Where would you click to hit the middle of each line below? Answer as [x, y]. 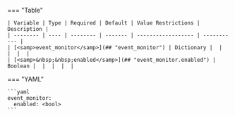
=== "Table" [25, 10]
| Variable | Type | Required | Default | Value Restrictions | [104, 23]
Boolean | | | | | [41, 66]
